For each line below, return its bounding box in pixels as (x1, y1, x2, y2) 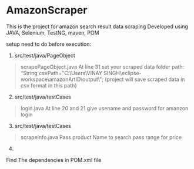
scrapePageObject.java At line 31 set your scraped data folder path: (20, 63, 185, 70)
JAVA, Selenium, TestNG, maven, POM (6, 29, 99, 36)
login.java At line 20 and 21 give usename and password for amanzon (20, 104, 189, 111)
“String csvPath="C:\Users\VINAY (20, 69, 103, 76)
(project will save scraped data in (105, 76, 185, 83)
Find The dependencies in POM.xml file (6, 156, 102, 163)
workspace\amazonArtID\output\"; (20, 76, 104, 83)
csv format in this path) (20, 82, 77, 89)
